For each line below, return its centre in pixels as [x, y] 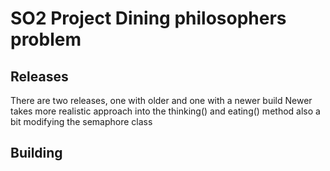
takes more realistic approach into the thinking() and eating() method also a [165, 111]
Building [36, 153]
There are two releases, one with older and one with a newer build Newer [161, 100]
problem [46, 39]
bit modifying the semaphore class [81, 121]
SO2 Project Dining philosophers [148, 18]
